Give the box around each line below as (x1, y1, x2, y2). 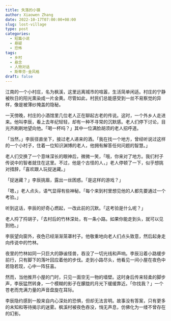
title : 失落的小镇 (5, 7, 41, 13)
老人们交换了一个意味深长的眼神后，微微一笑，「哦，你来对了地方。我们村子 (5, 153, 164, 159)
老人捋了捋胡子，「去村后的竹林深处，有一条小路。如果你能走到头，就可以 (5, 216, 159, 222)
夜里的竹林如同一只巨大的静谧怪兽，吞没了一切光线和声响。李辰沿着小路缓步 (5, 250, 166, 256)
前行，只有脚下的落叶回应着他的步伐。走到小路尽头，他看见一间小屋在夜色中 (5, 257, 166, 263)
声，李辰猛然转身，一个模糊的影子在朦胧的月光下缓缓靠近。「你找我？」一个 (5, 280, 164, 286)
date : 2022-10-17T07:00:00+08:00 (5, 17, 76, 22)
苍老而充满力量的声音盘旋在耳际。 (5, 287, 77, 293)
